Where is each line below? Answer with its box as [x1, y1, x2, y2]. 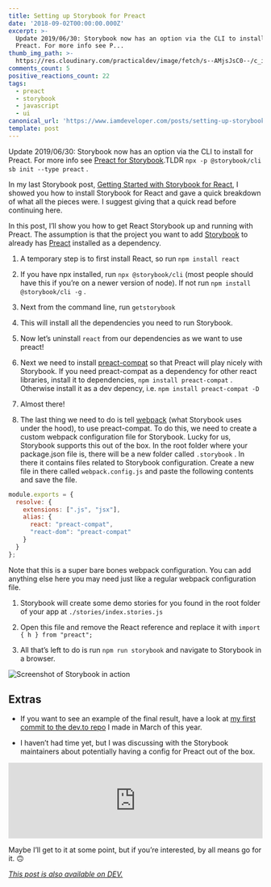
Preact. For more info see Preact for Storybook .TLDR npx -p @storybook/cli [8, 155, 262, 165]
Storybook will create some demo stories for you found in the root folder [19, 598, 261, 607]
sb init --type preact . [8, 163, 89, 174]
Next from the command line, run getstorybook [19, 302, 176, 312]
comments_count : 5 [8, 65, 70, 73]
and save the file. [19, 474, 78, 485]
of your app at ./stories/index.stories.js [19, 607, 164, 616]
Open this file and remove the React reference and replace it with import [19, 622, 261, 632]
